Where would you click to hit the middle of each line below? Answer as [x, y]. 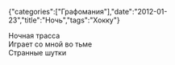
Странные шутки [37, 53]
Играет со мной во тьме [50, 44]
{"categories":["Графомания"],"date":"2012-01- [88, 12]
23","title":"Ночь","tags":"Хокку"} [64, 20]
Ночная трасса [34, 36]
